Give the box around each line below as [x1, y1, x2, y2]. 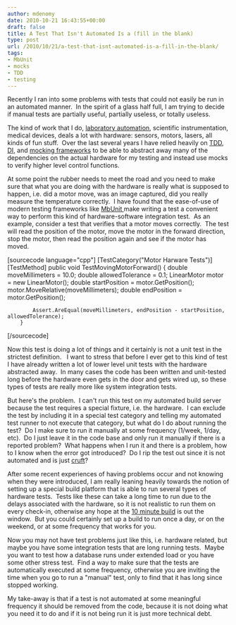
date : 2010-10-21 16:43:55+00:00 [7, 17, 106, 24]
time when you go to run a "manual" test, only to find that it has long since [7, 574, 223, 582]
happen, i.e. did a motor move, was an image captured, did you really [7, 190, 209, 198]
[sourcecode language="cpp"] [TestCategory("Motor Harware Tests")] [7, 256, 213, 264]
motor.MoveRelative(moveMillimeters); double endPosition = [7, 286, 183, 295]
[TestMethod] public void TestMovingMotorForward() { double [7, 264, 188, 272]
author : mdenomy [7, 10, 55, 18]
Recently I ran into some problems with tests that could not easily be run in [7, 95, 224, 104]
